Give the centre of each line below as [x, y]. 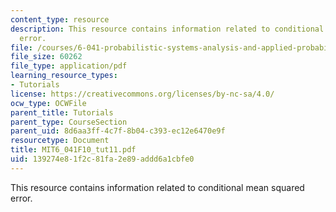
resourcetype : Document [60, 141]
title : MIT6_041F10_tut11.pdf [73, 150]
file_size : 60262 [46, 57]
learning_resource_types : [64, 76]
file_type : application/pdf [69, 66]
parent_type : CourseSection [69, 122]
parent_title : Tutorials [62, 112]
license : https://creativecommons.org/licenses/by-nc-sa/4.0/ [142, 94]
